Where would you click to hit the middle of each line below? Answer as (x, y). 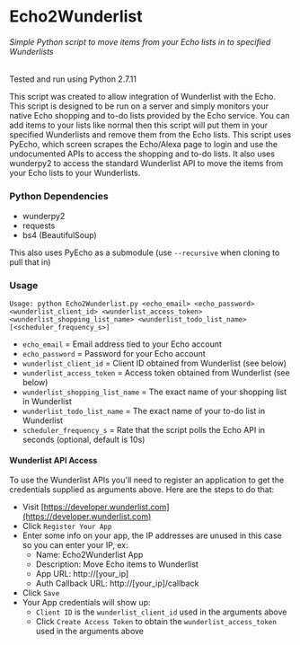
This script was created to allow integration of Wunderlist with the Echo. (143, 97)
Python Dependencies (59, 197)
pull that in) (30, 261)
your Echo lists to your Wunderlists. (75, 173)
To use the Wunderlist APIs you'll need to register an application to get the (147, 480)
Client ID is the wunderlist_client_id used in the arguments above (161, 612)
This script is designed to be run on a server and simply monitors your (139, 106)
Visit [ (33, 507)
